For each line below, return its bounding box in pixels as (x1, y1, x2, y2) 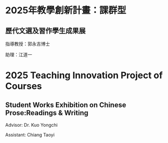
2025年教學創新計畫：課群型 (5, 5, 126, 16)
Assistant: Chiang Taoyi (5, 132, 55, 137)
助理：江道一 (5, 52, 32, 57)
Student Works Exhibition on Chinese (5, 100, 126, 109)
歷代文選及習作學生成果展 (5, 26, 86, 35)
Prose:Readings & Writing (5, 109, 89, 117)
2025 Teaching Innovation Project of (5, 69, 163, 81)
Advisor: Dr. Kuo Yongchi (5, 122, 58, 128)
